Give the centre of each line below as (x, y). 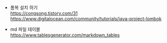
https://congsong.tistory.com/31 (44, 13)
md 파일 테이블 (25, 29)
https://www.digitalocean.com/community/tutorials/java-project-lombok (86, 19)
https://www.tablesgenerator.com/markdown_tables (65, 35)
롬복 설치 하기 (24, 7)
